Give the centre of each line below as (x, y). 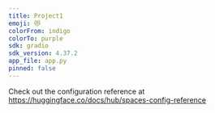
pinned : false (32, 69)
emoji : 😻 (24, 23)
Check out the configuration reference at (77, 91)
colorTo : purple (36, 38)
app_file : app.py (38, 61)
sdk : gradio (28, 46)
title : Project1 (36, 16)
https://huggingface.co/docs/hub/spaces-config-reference (107, 100)
